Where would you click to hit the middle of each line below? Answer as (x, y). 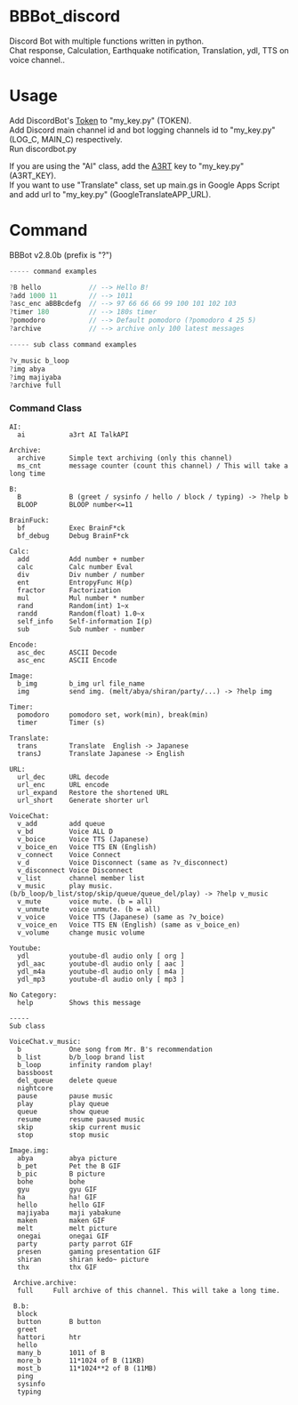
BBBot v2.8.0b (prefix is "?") (61, 254)
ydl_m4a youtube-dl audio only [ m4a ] (101, 971)
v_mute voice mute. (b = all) (85, 901)
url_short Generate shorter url (83, 800)
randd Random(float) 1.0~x (81, 614)
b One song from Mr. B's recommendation (115, 1049)
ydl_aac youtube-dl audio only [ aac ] (101, 963)
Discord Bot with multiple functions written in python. (107, 41)
